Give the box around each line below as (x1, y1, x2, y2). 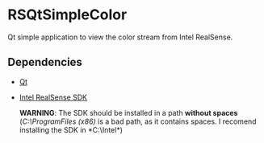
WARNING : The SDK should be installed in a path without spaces (19, 108, 238, 117)
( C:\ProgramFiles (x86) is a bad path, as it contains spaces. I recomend (19, 116, 257, 126)
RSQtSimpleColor (7, 6, 128, 24)
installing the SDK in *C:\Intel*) (19, 125, 123, 134)
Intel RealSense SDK (19, 92, 88, 102)
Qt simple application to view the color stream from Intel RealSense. (7, 32, 233, 42)
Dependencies (7, 55, 82, 69)
